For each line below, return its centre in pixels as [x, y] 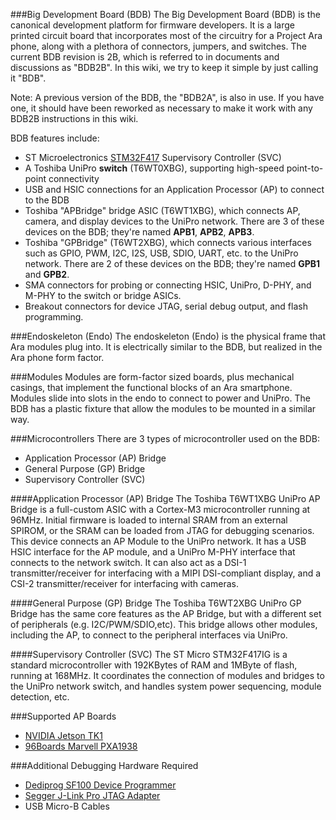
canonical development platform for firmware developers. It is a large [152, 25]
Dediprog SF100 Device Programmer [100, 785]
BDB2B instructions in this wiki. [74, 118]
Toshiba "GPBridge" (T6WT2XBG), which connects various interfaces [168, 242]
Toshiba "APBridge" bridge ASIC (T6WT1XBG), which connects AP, [162, 210]
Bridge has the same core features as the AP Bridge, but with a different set [166, 613]
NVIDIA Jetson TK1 [63, 735]
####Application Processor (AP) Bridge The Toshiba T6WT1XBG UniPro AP [165, 498]
